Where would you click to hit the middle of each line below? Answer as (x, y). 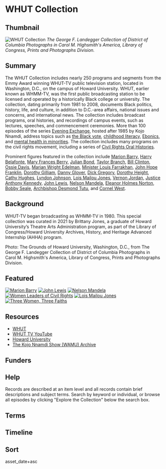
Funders (18, 360)
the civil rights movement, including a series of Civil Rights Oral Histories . (80, 147)
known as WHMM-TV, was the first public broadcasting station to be (75, 94)
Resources (22, 317)
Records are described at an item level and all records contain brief (74, 389)
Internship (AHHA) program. (34, 237)
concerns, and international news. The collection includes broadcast (75, 115)
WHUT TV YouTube (32, 334)
